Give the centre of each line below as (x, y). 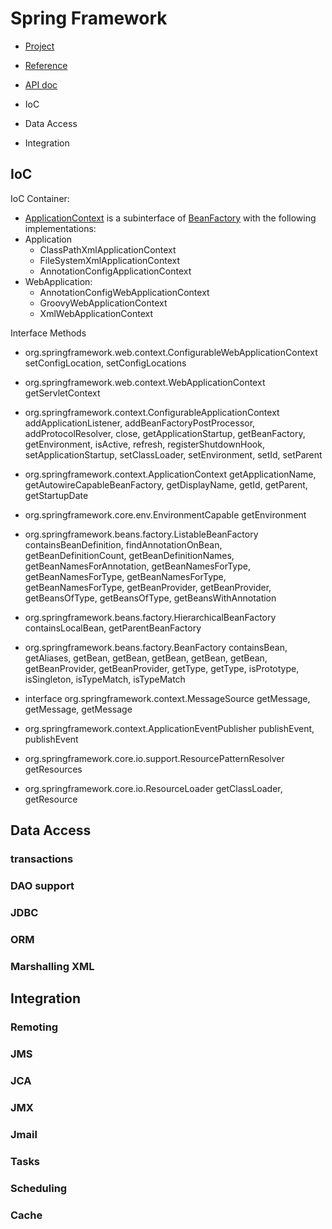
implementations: (60, 228)
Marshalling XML (52, 966)
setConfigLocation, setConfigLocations (105, 363)
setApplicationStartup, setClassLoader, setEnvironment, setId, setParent (173, 454)
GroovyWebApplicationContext (103, 303)
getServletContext (62, 393)
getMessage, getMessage (78, 709)
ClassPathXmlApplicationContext (108, 249)
